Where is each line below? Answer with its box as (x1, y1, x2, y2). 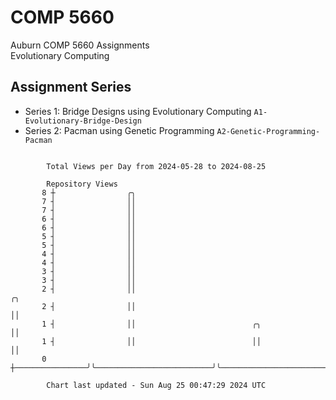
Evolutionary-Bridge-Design (24, 116, 142, 126)
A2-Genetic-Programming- (216, 126, 321, 136)
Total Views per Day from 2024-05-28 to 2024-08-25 (46, 161, 267, 171)
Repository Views (46, 179, 118, 189)
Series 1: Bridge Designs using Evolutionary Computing (24, 105, 252, 117)
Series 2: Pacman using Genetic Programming (24, 124, 215, 136)
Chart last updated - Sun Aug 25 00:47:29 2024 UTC (46, 380, 267, 390)
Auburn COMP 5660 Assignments (10, 39, 150, 51)
